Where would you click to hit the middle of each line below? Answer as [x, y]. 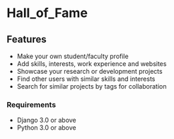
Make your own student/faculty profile [72, 56]
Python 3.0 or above [46, 128]
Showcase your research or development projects [90, 71]
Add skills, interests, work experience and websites [92, 64]
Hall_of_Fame [47, 13]
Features [27, 39]
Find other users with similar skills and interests [86, 79]
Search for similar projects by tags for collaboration [92, 86]
